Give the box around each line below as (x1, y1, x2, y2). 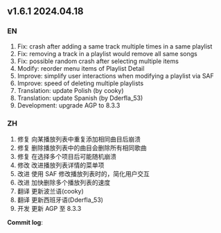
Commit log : (7, 218, 44, 226)
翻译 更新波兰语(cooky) (17, 187, 85, 195)
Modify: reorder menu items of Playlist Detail (17, 64, 145, 72)
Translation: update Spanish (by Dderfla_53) (17, 94, 143, 102)
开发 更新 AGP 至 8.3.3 (17, 204, 82, 212)
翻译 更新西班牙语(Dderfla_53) (17, 196, 104, 204)
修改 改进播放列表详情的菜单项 (17, 161, 105, 169)
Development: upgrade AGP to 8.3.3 (17, 101, 121, 110)
